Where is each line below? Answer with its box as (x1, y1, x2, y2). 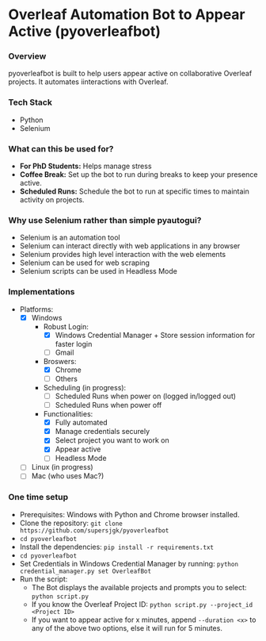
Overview (8, 51, 47, 62)
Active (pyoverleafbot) (8, 22, 161, 40)
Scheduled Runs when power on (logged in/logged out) (55, 391, 236, 401)
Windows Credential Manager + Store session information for (55, 330, 256, 340)
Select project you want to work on (55, 436, 169, 445)
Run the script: (19, 574, 68, 584)
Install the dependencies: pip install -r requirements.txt (19, 542, 214, 551)
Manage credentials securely (55, 427, 150, 436)
